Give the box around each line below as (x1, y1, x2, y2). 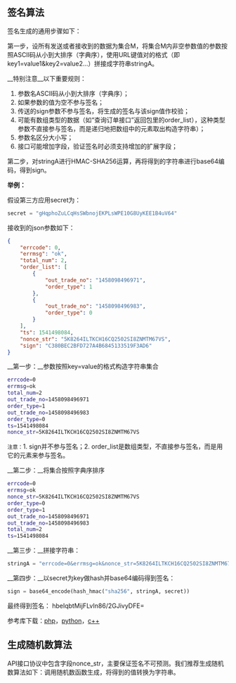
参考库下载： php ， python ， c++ (7, 616, 100, 625)
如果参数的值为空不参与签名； (17, 98, 104, 106)
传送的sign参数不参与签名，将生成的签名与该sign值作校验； (17, 106, 190, 115)
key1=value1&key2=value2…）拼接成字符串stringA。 (7, 59, 159, 68)
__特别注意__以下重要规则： (7, 74, 86, 82)
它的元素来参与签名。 (7, 451, 69, 460)
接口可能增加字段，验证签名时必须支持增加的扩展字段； (17, 142, 178, 150)
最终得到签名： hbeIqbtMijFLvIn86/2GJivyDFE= (7, 601, 145, 610)
